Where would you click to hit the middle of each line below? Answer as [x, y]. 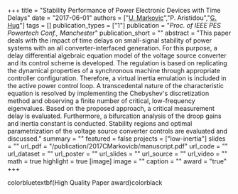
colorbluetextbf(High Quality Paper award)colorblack [85, 183]
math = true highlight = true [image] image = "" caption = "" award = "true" [117, 161]
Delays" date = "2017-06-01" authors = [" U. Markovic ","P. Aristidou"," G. [112, 18]
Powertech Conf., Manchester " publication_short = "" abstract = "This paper [119, 33]
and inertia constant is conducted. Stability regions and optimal [100, 123]
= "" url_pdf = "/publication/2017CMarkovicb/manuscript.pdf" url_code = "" [118, 146]
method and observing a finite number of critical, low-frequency [101, 101]
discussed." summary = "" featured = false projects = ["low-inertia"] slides [117, 139]
